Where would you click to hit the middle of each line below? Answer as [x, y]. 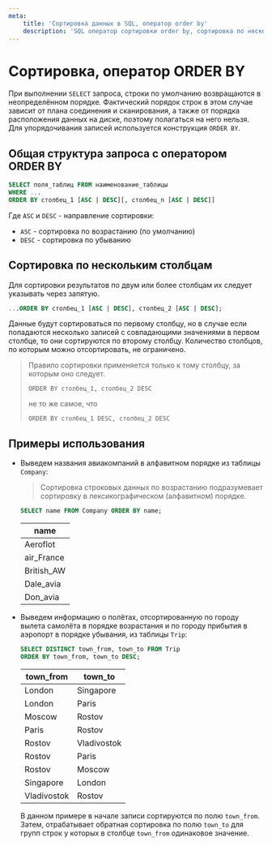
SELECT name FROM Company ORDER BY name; [91, 511]
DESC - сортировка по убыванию [76, 239]
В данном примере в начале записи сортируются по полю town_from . [140, 815]
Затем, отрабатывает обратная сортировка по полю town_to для [132, 824]
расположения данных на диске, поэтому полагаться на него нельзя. [129, 119]
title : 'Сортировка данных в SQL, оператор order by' [115, 24]
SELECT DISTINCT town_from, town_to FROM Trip [100, 650]
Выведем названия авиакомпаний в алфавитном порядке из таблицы [140, 463]
